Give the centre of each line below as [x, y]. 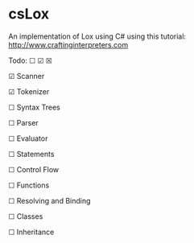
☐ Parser [23, 122]
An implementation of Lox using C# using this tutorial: [97, 36]
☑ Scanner [27, 76]
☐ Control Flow [33, 169]
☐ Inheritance [31, 232]
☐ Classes [26, 216]
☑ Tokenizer [29, 91]
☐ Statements [31, 154]
